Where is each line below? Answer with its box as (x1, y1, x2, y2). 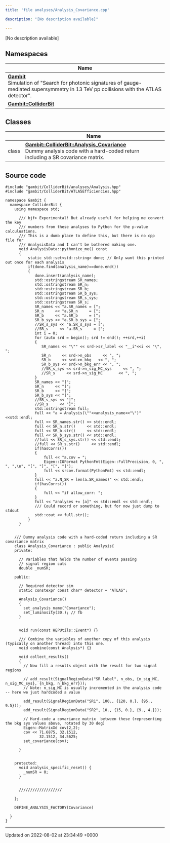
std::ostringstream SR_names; (34, 277, 99, 283)
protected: (14, 760, 37, 765)
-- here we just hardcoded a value (5, 689, 80, 695)
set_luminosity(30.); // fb (23, 610, 82, 615)
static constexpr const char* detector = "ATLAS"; (18, 588, 128, 593)
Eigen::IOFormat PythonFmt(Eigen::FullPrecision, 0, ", (44, 459, 164, 464)
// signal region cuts (18, 561, 67, 566)
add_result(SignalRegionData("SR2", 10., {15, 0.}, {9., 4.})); (23, 707, 162, 712)
